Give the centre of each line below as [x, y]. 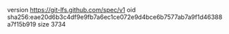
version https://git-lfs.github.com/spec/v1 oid [72, 10]
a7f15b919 [22, 24]
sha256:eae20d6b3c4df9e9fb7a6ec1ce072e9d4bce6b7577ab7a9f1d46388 [115, 17]
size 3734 [52, 24]
